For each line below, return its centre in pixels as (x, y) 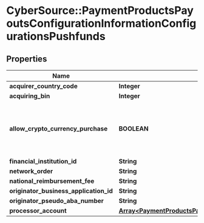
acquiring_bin (30, 96)
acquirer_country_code (43, 86)
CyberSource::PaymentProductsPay (100, 11)
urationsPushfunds (56, 36)
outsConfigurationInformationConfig (101, 23)
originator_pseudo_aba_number (57, 201)
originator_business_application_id (61, 191)
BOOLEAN (134, 129)
